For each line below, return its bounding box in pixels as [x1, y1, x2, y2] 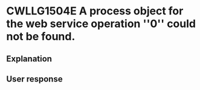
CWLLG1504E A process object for [6, 4, 184, 18]
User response [6, 74, 63, 84]
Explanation [6, 53, 53, 64]
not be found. [6, 30, 76, 43]
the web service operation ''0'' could [6, 17, 196, 31]
